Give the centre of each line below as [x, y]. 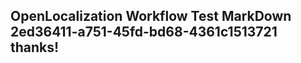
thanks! [35, 47]
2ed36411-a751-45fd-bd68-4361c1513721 [144, 32]
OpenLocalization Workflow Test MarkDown [151, 16]
